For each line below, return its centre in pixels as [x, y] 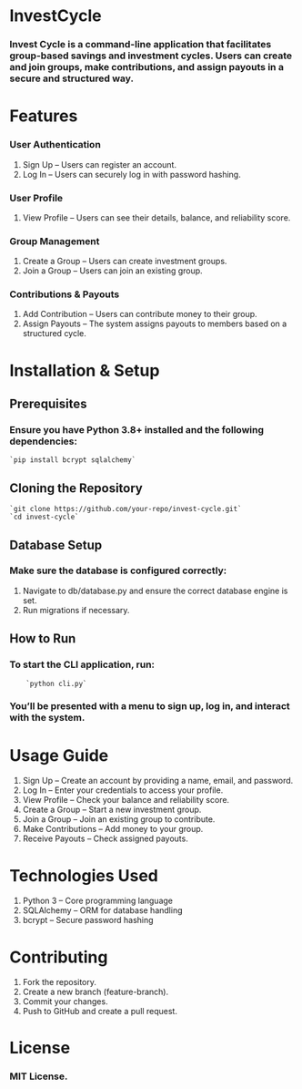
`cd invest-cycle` [44, 517]
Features [44, 116]
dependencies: [43, 441]
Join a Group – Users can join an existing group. [112, 271]
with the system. [47, 718]
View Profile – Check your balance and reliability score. [126, 800]
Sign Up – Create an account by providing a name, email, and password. [158, 781]
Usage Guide [59, 755]
